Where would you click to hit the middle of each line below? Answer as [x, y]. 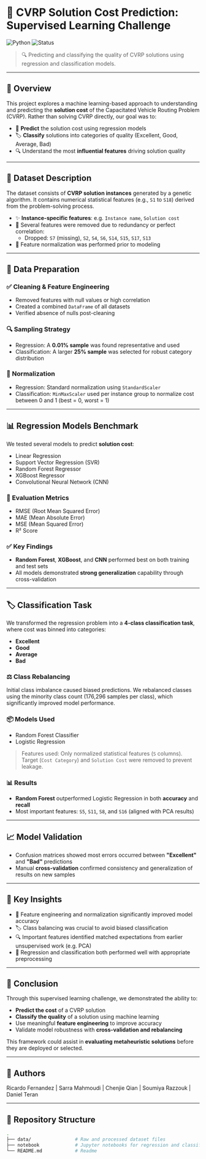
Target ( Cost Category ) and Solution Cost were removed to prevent [107, 760]
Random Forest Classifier [47, 735]
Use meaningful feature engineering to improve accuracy [89, 1024]
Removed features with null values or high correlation [82, 300]
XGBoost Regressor [40, 475]
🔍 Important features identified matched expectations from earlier [99, 937]
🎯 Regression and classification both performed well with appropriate [103, 952]
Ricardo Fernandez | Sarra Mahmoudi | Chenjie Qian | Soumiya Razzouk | [99, 1088]
